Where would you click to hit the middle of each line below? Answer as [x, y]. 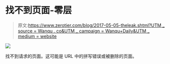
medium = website [37, 36]
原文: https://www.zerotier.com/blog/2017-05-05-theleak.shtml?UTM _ [91, 25]
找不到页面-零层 [39, 10]
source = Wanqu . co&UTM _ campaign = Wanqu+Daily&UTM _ [84, 31]
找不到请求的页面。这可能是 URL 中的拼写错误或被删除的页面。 [71, 56]
